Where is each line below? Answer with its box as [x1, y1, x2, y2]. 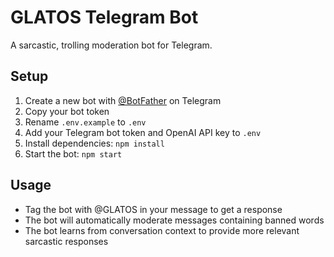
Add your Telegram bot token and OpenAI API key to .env [24, 126, 262, 138]
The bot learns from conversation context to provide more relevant [24, 224, 300, 236]
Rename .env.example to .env [24, 116, 147, 128]
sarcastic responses [24, 235, 109, 247]
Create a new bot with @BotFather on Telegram [24, 94, 222, 106]
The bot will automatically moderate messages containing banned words [24, 214, 325, 226]
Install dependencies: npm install [24, 137, 165, 149]
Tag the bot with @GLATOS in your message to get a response [24, 203, 283, 215]
